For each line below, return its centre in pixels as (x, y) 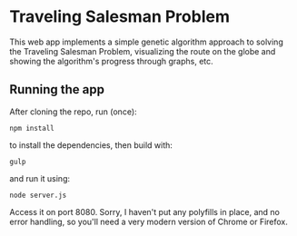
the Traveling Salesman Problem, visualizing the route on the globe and (143, 51)
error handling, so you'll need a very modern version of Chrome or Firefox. (149, 221)
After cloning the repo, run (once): (74, 112)
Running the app (57, 89)
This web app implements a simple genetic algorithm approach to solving (146, 42)
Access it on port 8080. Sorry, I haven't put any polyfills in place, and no (144, 211)
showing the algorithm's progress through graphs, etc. (111, 61)
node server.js (38, 195)
